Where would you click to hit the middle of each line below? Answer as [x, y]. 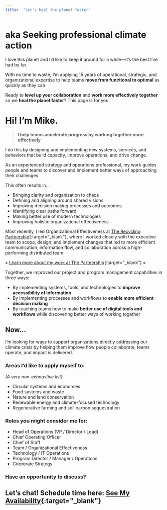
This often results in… [28, 185]
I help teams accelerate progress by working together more [80, 134]
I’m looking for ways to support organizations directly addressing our [76, 342]
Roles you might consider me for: [46, 420]
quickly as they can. [26, 85]
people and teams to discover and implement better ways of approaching [81, 170]
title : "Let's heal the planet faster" [48, 10]
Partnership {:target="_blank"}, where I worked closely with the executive [81, 236]
